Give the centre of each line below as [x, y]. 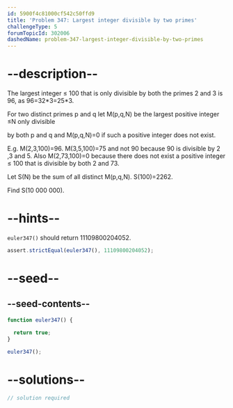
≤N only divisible [31, 122]
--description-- [53, 74]
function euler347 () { [40, 320]
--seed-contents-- [49, 304]
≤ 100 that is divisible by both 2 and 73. [63, 164]
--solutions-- [46, 379]
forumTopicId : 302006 [39, 33]
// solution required [39, 398]
